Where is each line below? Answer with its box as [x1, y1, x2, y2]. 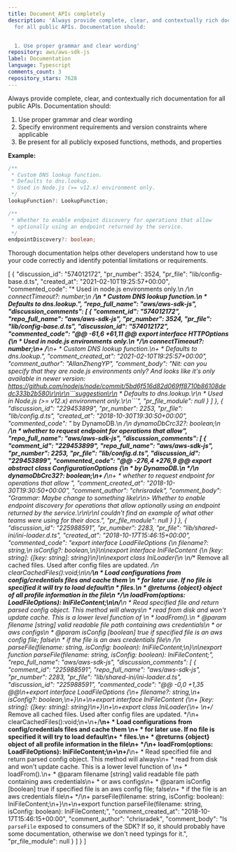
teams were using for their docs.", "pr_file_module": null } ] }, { [8, 516, 188, 525]
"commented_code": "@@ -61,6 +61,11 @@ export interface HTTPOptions [8, 329, 229, 338]
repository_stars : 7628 [8, 74, 78, 81]
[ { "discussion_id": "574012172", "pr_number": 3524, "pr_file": [8, 270, 188, 278]
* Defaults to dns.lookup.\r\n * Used [118, 389, 223, 398]
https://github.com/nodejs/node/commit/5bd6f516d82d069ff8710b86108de [8, 382, 226, 391]
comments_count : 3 [8, 68, 62, 75]
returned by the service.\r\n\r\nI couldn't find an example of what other [8, 509, 214, 517]
